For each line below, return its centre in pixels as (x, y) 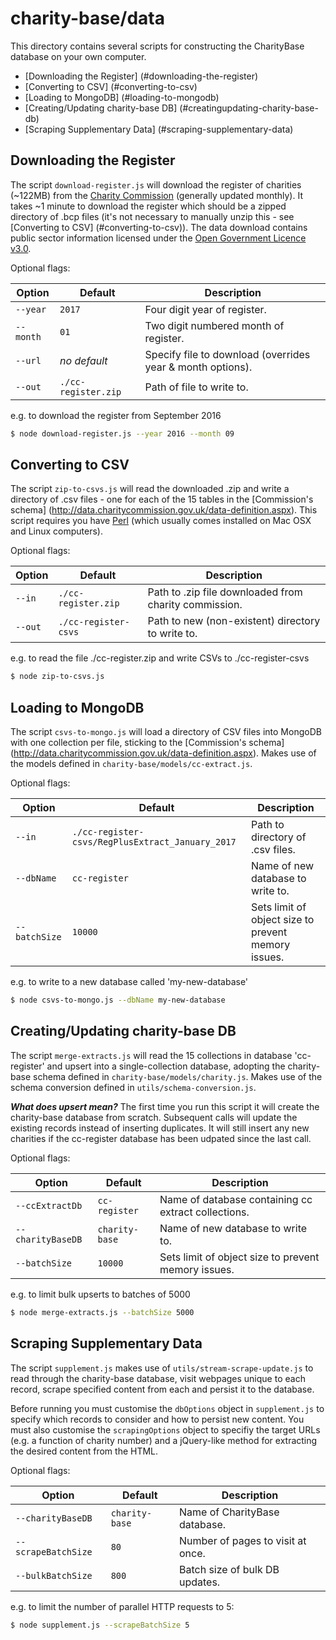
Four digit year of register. (205, 309)
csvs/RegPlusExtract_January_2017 (154, 842)
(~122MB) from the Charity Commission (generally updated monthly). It (156, 195)
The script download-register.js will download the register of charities (156, 184)
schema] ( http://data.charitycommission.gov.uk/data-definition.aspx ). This (164, 510)
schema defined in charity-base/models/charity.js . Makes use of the (178, 1076)
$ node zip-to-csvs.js (57, 677)
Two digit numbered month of (214, 325)
